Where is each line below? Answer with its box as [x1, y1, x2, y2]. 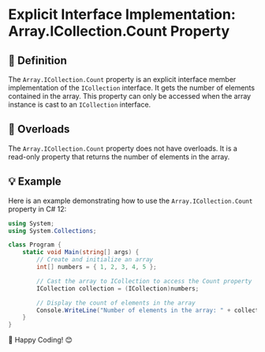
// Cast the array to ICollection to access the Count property [36, 277, 252, 285]
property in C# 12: [8, 204, 67, 214]
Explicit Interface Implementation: [8, 6, 237, 24]
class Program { [8, 241, 62, 249]
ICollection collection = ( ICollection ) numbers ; [36, 284, 200, 293]
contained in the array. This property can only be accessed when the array [8, 92, 251, 100]
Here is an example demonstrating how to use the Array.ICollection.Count [8, 196, 253, 205]
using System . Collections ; [8, 227, 97, 234]
